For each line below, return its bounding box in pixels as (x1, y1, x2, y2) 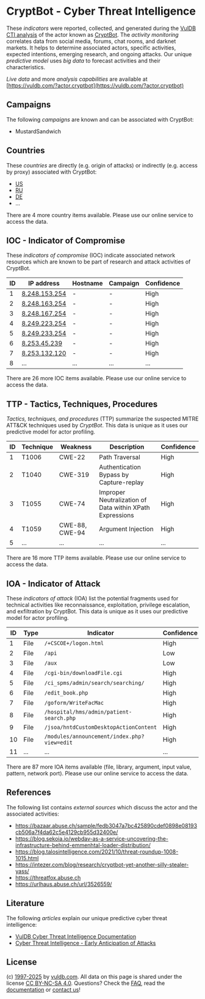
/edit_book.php (44, 690, 88, 696)
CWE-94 (59, 529, 85, 537)
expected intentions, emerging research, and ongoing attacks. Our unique (6, 50, 192, 57)
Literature (6, 898, 45, 909)
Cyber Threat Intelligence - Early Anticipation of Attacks (15, 939, 156, 946)
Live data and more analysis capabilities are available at (6, 75, 148, 83)
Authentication (98, 463, 142, 471)
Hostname (72, 279, 103, 288)
